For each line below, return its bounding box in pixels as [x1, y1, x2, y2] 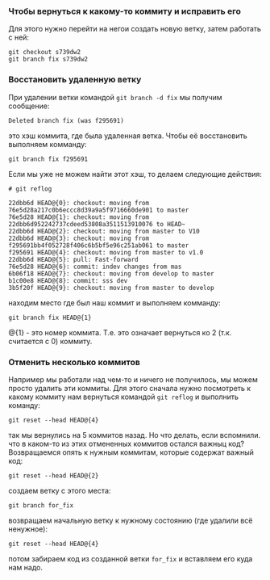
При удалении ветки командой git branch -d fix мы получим [8, 92, 223, 102]
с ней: [8, 32, 30, 42]
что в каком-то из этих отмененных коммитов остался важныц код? [8, 439, 245, 448]
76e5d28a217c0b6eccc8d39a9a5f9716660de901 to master [8, 206, 189, 214]
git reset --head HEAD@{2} [8, 471, 99, 480]
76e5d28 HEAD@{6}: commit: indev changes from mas [8, 263, 182, 271]
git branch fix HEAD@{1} [8, 313, 92, 322]
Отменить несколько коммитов [8, 356, 141, 368]
